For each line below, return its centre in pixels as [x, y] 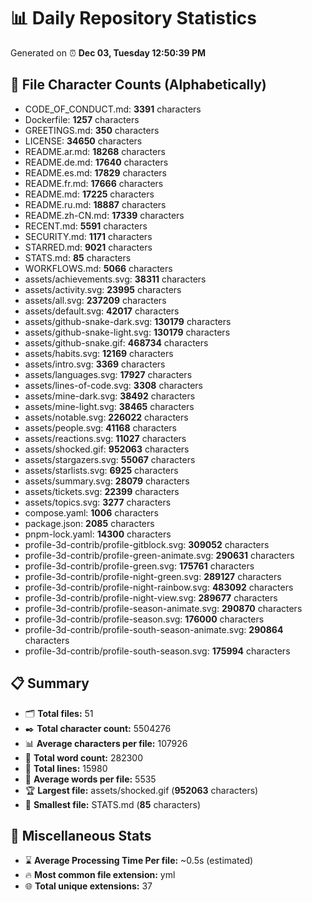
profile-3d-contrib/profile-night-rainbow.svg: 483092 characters [159, 587]
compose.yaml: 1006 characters [91, 512]
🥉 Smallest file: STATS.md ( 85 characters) [113, 804]
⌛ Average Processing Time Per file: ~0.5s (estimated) [139, 861]
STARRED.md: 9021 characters [88, 247]
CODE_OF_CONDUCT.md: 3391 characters [113, 109]
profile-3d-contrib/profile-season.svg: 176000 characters [144, 619]
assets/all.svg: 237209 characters [95, 300]
